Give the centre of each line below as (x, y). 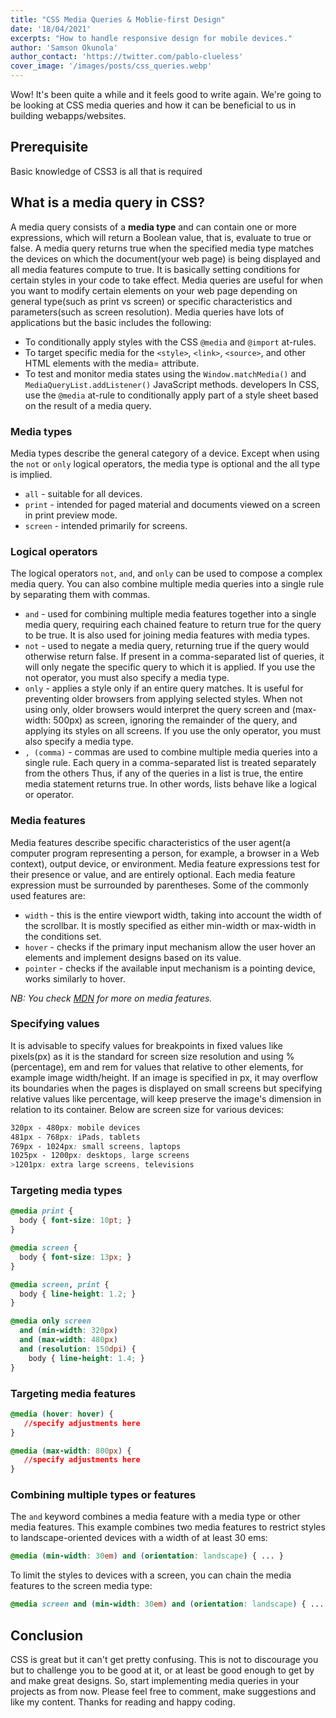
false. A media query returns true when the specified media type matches (162, 248)
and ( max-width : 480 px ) (68, 1340)
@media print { (42, 1211)
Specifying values (55, 1024)
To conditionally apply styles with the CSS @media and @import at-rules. (170, 342)
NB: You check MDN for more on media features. (111, 998)
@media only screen (51, 1321)
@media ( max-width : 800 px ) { (71, 1451)
